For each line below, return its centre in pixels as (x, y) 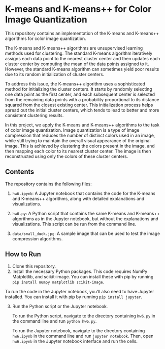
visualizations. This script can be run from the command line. (74, 224)
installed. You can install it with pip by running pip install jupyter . (74, 297)
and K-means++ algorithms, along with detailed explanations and (78, 198)
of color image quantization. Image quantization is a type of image (72, 130)
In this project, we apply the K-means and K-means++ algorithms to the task (82, 125)
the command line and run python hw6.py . (54, 321)
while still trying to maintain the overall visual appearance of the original (78, 140)
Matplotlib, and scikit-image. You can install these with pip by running (83, 276)
